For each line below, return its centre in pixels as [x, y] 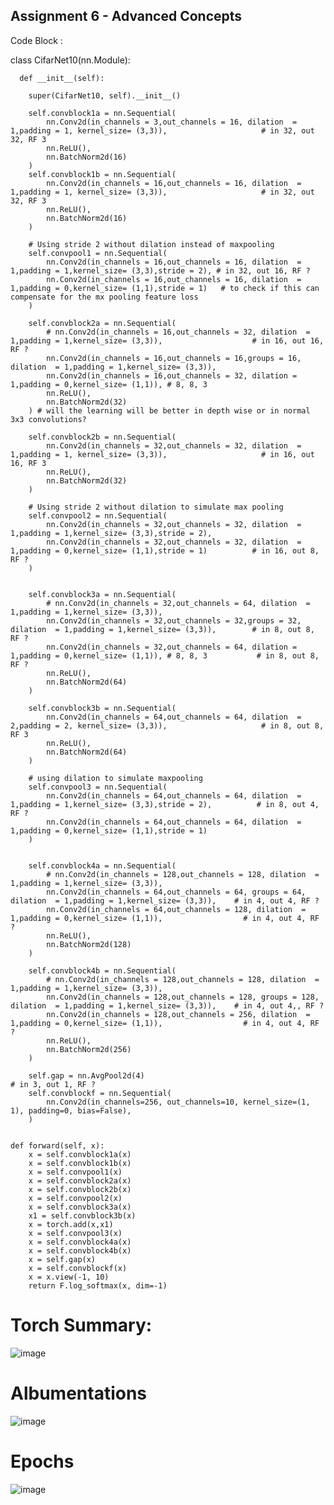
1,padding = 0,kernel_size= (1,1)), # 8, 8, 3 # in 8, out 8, [165, 655]
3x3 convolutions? [48, 419]
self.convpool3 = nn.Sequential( [98, 787]
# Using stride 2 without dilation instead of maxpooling [151, 244]
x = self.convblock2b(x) [80, 1189]
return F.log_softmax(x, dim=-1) [98, 1285]
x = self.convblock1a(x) [80, 1154]
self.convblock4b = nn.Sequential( [102, 970]
